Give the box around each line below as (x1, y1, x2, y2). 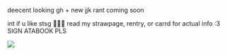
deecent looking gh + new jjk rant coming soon (7, 6, 145, 14)
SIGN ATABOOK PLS (7, 27, 67, 35)
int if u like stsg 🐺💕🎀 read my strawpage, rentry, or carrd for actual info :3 (7, 19, 221, 27)
